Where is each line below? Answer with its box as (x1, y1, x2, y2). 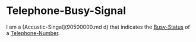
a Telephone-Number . (6, 29, 60, 36)
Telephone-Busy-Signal (6, 4, 127, 17)
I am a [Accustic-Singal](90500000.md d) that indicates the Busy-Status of (6, 23, 190, 30)
